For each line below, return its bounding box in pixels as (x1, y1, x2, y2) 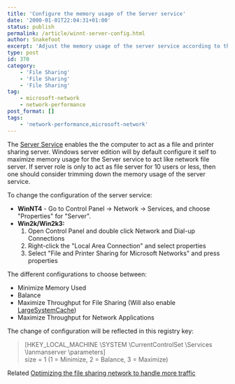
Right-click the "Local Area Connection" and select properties (27, 241, 206, 250)
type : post (7, 50, 39, 57)
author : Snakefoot (7, 36, 61, 43)
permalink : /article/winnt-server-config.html (7, 29, 145, 37)
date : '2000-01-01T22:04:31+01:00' (7, 17, 111, 24)
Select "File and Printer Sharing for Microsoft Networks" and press (27, 249, 220, 257)
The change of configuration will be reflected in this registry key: (7, 327, 194, 335)
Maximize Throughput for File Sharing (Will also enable (17, 298, 176, 306)
